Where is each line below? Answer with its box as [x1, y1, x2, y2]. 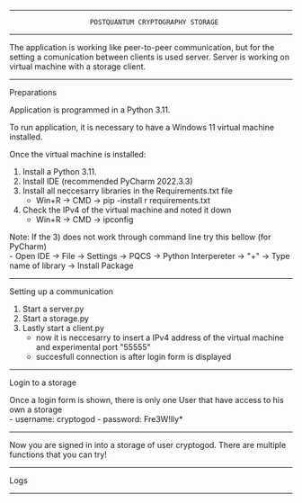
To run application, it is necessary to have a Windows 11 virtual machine [9, 122, 275, 132]
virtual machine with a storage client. [9, 61, 147, 72]
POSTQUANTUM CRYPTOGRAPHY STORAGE [89, 18, 219, 27]
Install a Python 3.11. [22, 166, 97, 176]
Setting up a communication [9, 286, 114, 297]
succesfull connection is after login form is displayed [35, 352, 232, 362]
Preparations [9, 87, 57, 97]
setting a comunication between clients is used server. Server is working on [9, 51, 290, 62]
